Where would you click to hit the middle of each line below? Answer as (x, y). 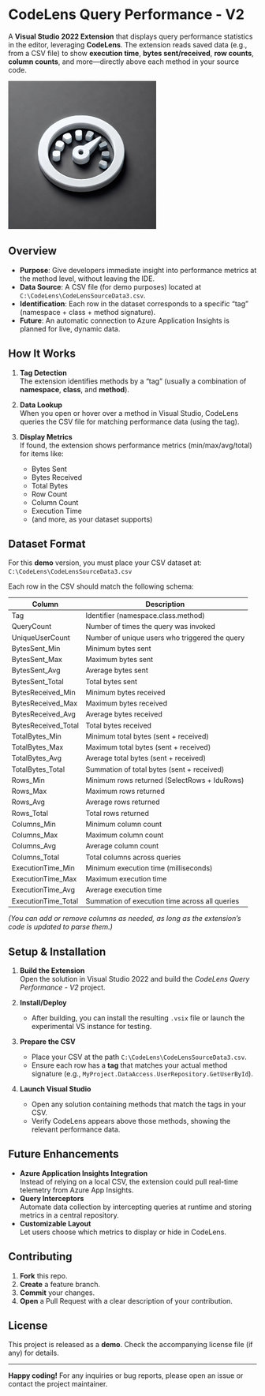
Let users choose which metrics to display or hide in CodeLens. (123, 1232)
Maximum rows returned (125, 792)
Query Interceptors (52, 1198)
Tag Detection (43, 372)
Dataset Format (47, 543)
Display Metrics (46, 436)
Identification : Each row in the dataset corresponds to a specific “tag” (134, 303)
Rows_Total (30, 813)
